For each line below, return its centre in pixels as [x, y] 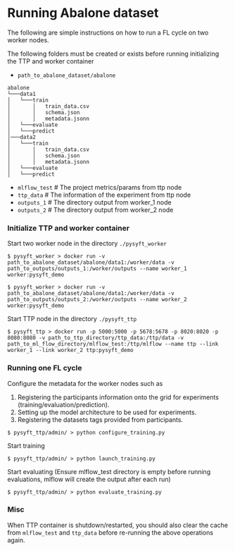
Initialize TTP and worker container [69, 228]
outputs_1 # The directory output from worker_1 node [94, 202]
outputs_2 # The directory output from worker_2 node [95, 210]
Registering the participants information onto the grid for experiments [118, 397]
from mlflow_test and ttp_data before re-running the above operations [110, 532]
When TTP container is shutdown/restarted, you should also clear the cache [118, 525]
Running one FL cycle [45, 368]
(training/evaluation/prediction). [63, 404]
